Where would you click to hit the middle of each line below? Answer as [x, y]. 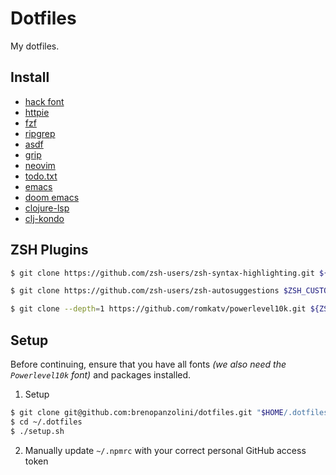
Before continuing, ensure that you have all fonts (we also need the [148, 364]
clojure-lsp [47, 208]
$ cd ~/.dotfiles [46, 422]
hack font [44, 101]
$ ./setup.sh [37, 431]
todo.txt [41, 176]
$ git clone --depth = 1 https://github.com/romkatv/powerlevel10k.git [158, 309]
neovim [40, 165]
